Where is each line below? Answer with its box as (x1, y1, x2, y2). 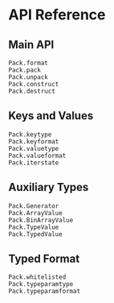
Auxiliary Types (8, 181, 89, 194)
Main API (8, 38, 55, 52)
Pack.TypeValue (8, 223, 59, 231)
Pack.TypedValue (8, 230, 63, 239)
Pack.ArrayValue (8, 209, 63, 217)
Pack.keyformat (8, 137, 59, 146)
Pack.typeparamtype (8, 280, 74, 288)
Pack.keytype (8, 131, 52, 139)
